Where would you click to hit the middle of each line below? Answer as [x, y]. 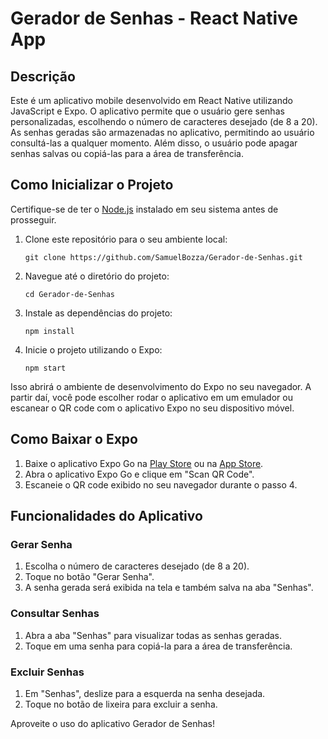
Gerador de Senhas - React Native [154, 18]
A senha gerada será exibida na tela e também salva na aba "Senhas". [169, 588]
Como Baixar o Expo [74, 439]
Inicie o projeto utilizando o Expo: [93, 349]
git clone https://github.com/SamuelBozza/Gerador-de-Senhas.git [163, 257]
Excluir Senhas [47, 672]
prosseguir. [33, 219]
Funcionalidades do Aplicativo [106, 516]
